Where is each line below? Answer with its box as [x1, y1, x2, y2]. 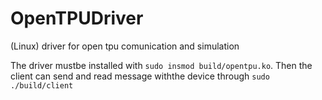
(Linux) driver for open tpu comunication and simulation [10, 40, 240, 52]
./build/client [10, 80, 74, 91]
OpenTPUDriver [10, 7, 144, 30]
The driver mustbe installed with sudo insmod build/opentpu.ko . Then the [10, 59, 313, 71]
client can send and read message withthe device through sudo [10, 70, 270, 82]
